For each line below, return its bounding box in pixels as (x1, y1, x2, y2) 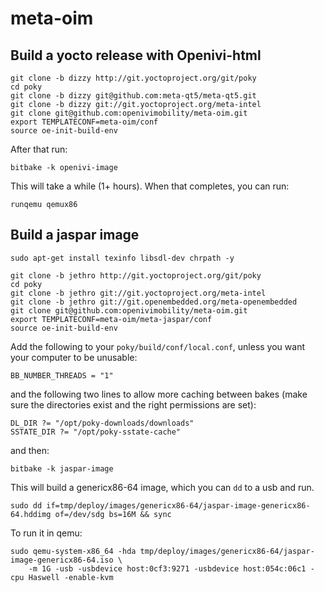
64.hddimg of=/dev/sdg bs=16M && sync (10, 509, 172, 519)
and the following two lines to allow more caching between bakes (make (10, 388, 308, 400)
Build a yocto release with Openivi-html (10, 47, 262, 64)
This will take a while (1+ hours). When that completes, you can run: (10, 180, 290, 192)
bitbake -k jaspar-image (10, 463, 114, 474)
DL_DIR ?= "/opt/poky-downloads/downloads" (10, 418, 195, 428)
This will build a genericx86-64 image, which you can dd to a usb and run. (10, 481, 315, 493)
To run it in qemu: (10, 527, 83, 539)
